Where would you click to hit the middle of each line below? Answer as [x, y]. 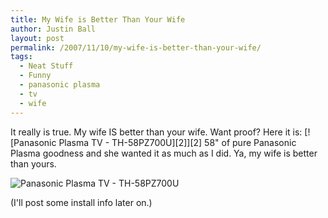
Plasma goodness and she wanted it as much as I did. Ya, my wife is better [164, 153]
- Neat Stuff [46, 66]
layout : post [37, 38]
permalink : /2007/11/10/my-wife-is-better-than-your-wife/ [136, 47]
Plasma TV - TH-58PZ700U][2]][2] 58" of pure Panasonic [177, 142]
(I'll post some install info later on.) [81, 202]
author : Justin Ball [53, 29]
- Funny [35, 76]
